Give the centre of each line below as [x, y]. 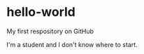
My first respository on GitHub [50, 31]
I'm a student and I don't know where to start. [72, 44]
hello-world [41, 12]
